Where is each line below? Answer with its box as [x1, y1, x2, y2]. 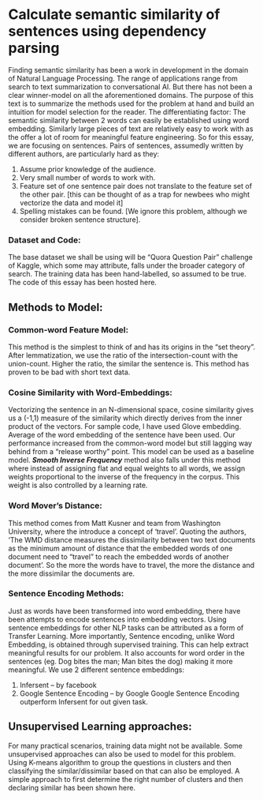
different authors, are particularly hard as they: [8, 148, 160, 159]
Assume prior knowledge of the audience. [19, 164, 156, 174]
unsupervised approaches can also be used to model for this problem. [8, 749, 236, 759]
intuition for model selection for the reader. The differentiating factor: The [8, 107, 246, 116]
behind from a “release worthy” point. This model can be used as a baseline [8, 447, 254, 456]
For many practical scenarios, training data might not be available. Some [8, 741, 243, 750]
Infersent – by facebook [19, 680, 97, 689]
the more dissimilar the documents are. [8, 569, 135, 578]
